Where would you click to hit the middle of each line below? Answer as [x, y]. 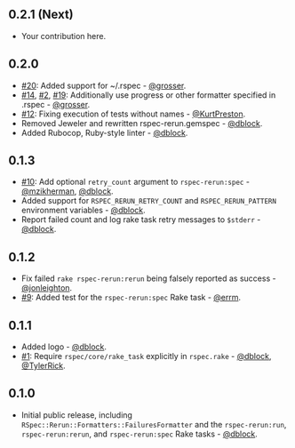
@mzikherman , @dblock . [67, 191]
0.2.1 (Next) [41, 15]
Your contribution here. [64, 36]
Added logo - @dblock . [64, 347]
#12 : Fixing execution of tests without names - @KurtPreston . [133, 114]
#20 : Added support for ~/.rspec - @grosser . [104, 85]
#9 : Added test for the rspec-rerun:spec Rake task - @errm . [131, 298]
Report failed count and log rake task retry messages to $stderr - [141, 220]
